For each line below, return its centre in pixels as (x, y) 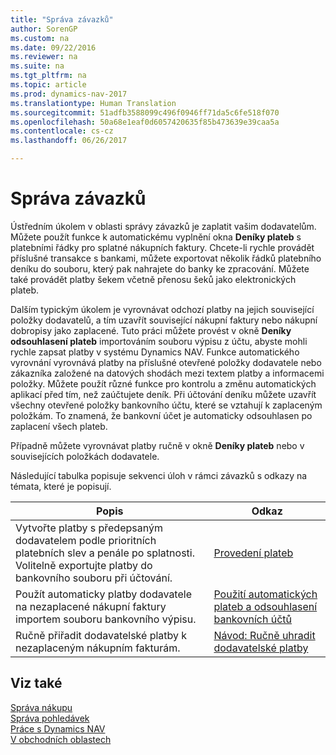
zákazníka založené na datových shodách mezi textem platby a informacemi (167, 373)
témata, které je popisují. (61, 486)
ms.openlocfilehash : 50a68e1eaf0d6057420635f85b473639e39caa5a (145, 122)
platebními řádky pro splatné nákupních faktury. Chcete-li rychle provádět (162, 247)
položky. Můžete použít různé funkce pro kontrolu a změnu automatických (163, 383)
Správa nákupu (41, 707)
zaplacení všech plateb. (59, 426)
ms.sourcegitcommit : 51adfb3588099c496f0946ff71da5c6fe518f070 (145, 112)
